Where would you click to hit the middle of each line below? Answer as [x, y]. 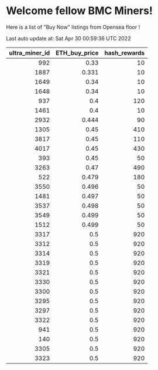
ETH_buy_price [77, 53]
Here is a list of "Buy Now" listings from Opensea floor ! [73, 27]
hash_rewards [125, 53]
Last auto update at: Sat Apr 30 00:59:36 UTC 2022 [68, 38]
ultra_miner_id [30, 53]
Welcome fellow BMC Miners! [80, 11]
